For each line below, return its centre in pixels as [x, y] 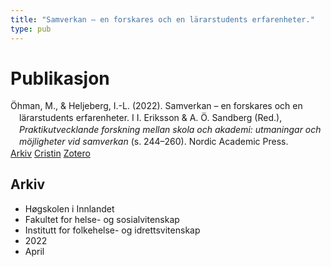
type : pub [31, 29]
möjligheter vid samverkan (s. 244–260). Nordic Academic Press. [154, 142]
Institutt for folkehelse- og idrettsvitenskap [112, 230]
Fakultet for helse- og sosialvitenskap [102, 219]
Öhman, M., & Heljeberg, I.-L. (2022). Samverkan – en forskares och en [156, 106]
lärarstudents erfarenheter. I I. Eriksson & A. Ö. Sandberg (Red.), [151, 118]
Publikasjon [60, 78]
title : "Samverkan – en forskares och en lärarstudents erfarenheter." [162, 19]
